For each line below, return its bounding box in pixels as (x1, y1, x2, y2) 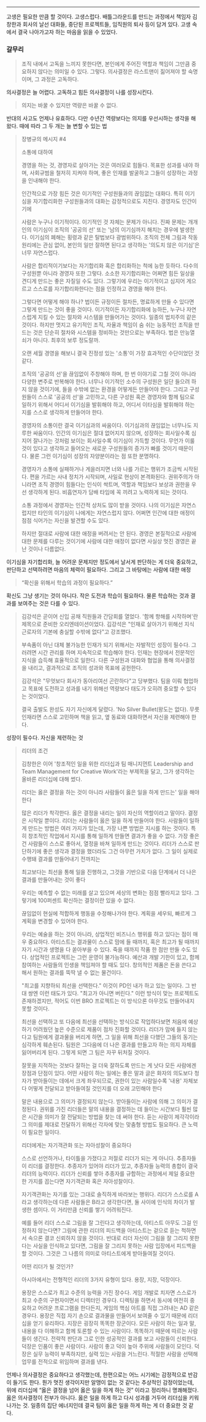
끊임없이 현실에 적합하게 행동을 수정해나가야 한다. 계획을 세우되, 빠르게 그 (21, 910, 197, 917)
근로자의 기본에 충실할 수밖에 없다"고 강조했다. (21, 628, 132, 635)
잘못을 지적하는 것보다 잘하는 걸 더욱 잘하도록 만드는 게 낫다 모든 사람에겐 (21, 1062, 197, 1069)
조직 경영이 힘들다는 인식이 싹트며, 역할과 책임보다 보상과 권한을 (37, 481, 190, 488)
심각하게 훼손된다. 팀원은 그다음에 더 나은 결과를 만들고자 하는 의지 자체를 (21, 1041, 197, 1049)
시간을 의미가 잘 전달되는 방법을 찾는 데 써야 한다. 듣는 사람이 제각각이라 (28, 1113, 200, 1121)
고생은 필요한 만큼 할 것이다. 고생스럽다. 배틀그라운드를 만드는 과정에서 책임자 (6, 13, 191, 20)
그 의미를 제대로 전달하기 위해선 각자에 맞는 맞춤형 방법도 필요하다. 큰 (21, 1121, 187, 1129)
